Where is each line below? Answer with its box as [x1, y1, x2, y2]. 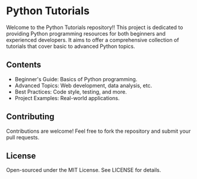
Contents [6, 60, 42, 70]
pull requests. [6, 133, 40, 140]
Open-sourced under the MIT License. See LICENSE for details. [6, 167, 161, 174]
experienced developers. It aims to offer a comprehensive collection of [6, 36, 179, 43]
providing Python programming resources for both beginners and [6, 30, 166, 37]
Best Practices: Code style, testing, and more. [14, 88, 127, 95]
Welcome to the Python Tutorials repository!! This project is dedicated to [6, 24, 183, 31]
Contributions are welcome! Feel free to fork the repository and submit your [6, 127, 191, 135]
